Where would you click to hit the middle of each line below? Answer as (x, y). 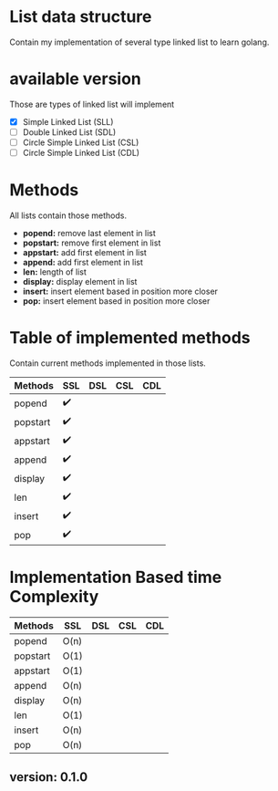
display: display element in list (80, 282)
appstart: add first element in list (85, 253)
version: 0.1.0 (49, 777)
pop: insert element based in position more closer (116, 301)
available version (75, 79)
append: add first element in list (83, 263)
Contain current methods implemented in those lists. (108, 363)
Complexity (54, 597)
